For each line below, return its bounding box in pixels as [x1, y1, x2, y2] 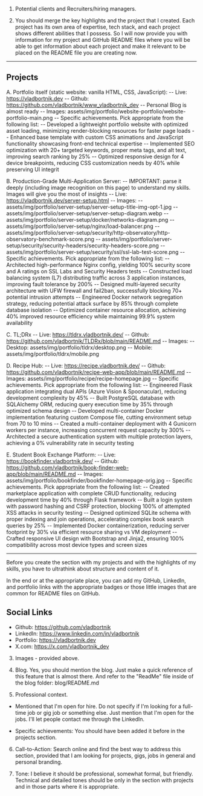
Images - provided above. [14, 654, 80, 661]
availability [6, 319, 33, 326]
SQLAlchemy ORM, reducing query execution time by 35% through [6, 400, 173, 408]
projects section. [14, 734, 57, 741]
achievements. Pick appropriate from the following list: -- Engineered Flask [6, 381, 193, 389]
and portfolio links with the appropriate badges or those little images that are [6, 583, 197, 590]
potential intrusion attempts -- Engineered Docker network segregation [6, 293, 183, 301]
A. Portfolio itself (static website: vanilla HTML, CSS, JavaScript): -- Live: [6, 88, 187, 96]
